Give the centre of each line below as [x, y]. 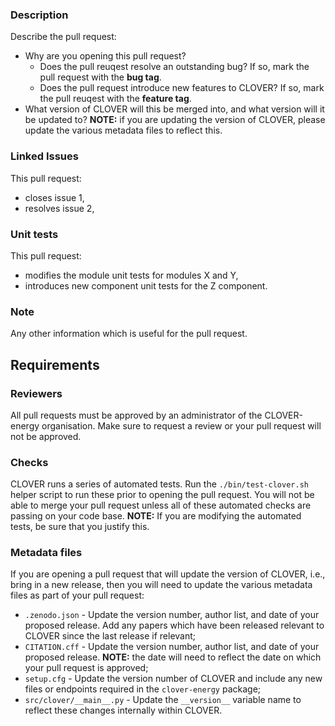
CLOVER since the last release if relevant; [110, 636]
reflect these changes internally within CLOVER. [123, 710]
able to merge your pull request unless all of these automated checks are [161, 505]
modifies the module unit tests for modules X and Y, [131, 275]
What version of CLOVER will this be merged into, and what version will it [174, 109]
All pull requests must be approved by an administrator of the [136, 415]
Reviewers [36, 393]
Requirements [55, 364]
